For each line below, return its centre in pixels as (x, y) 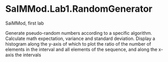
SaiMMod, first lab (25, 23)
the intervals (28, 55)
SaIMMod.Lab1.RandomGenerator (79, 9)
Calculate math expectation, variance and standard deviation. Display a (80, 38)
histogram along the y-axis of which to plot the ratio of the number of (78, 44)
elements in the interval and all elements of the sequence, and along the (81, 49)
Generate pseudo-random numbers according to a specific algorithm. (79, 33)
